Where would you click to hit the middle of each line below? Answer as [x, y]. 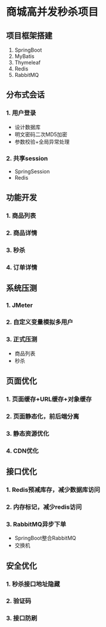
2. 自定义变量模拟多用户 [40, 322]
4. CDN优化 [23, 451]
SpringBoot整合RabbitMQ [45, 538]
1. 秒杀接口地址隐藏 [33, 584]
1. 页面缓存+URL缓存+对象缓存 [49, 399]
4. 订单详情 [22, 268]
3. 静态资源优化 [28, 433]
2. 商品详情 [22, 233]
